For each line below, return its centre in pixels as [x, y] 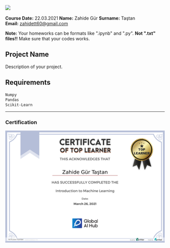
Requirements [28, 82]
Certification [21, 122]
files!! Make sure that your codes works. [48, 39]
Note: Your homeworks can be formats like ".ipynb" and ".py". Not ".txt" [80, 33]
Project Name [27, 55]
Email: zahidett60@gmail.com [37, 23]
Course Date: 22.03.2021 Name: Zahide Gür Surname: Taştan [70, 18]
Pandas [12, 100]
